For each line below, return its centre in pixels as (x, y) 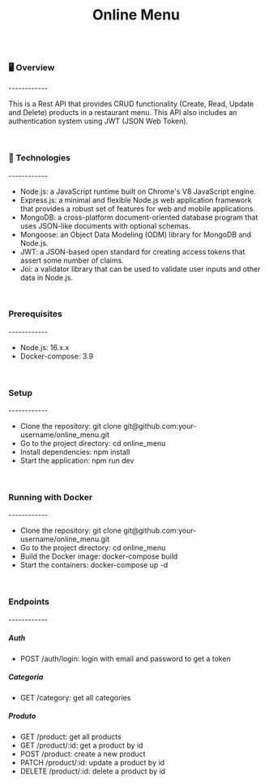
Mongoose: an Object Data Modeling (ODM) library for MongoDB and (136, 234)
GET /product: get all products (70, 736)
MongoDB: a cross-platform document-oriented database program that (139, 217)
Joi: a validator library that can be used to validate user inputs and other (140, 268)
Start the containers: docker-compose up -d (94, 565)
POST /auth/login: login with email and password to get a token (125, 658)
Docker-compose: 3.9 (57, 356)
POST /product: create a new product (83, 754)
